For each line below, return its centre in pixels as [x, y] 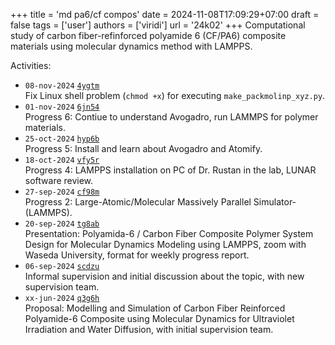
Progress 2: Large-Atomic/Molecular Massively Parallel [138, 202]
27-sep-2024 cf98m [62, 192]
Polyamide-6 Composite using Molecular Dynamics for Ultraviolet [159, 318]
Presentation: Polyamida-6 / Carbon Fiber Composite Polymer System [169, 233]
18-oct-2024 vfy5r [62, 160]
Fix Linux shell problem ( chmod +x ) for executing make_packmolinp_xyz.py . [175, 95]
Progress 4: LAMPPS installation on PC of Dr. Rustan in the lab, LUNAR [170, 170]
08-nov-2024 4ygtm [62, 86]
